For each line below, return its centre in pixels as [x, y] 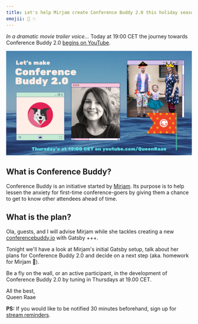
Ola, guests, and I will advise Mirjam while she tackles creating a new [90, 231]
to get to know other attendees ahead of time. [62, 198]
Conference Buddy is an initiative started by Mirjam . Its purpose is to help [95, 186]
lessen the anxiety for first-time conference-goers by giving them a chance [98, 192]
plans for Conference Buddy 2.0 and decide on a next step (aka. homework [98, 255]
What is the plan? [39, 217]
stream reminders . [28, 315]
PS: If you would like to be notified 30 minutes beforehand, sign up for [91, 308]
